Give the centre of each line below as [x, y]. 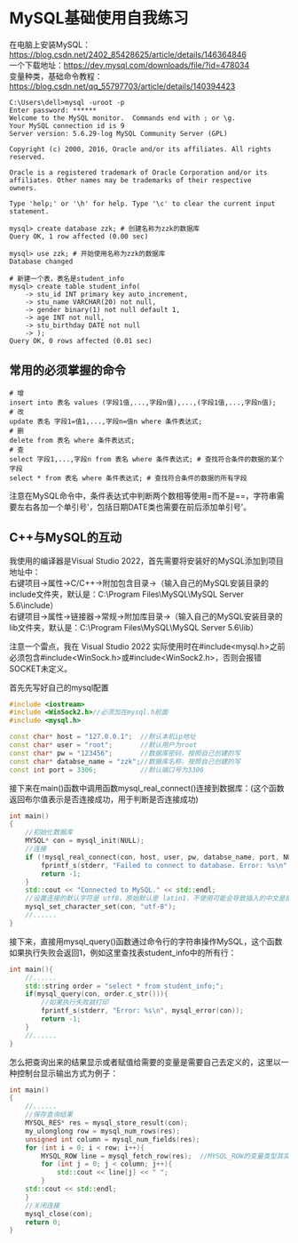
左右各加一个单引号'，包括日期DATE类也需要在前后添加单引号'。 [133, 507]
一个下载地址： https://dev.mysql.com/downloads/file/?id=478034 [129, 65]
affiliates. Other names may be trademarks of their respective [130, 180]
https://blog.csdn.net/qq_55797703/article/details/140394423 [122, 86]
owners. [24, 188]
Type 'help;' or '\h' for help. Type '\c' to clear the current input [142, 204]
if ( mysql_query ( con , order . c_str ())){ [97, 994]
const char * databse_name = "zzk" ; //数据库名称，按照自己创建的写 [125, 761]
